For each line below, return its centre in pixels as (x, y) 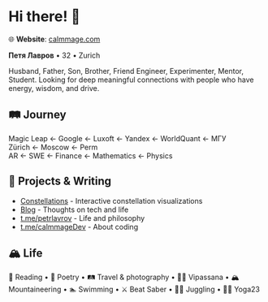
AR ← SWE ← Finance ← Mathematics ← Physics (91, 155)
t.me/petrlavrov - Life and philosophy (82, 218)
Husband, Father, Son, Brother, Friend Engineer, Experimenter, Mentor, (126, 71)
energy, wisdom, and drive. (54, 88)
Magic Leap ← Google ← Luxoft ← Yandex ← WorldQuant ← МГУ (117, 138)
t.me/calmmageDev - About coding (79, 226)
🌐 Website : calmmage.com (54, 39)
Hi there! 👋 (45, 17)
